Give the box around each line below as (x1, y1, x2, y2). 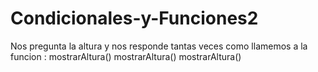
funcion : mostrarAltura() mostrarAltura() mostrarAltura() (10, 50, 242, 62)
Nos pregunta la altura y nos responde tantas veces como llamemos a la (10, 40, 308, 52)
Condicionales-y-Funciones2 (10, 7, 259, 30)
